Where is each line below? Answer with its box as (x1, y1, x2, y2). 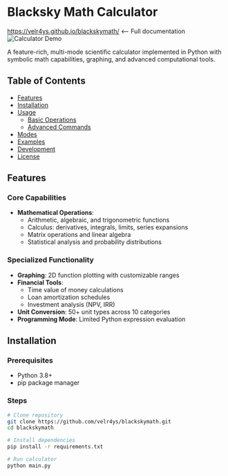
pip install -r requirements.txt (7, 444, 104, 450)
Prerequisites (7, 356, 53, 365)
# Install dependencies (7, 437, 76, 444)
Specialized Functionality (7, 255, 95, 265)
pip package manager (17, 379, 80, 387)
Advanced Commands (27, 122, 91, 131)
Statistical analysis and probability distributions (27, 238, 162, 246)
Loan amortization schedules (27, 293, 111, 301)
